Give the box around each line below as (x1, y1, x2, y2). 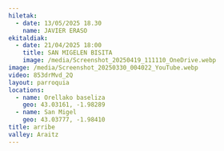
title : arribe (8, 123, 56, 131)
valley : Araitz (8, 130, 59, 138)
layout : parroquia (8, 78, 70, 86)
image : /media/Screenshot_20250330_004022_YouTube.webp (8, 64, 198, 72)
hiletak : (8, 11, 38, 20)
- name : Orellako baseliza (15, 93, 106, 101)
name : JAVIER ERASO (22, 26, 88, 34)
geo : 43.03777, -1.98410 (22, 116, 106, 124)
